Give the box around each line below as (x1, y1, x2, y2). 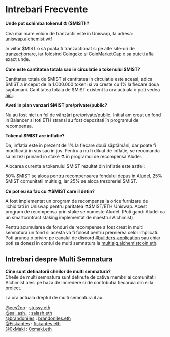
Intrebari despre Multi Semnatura (5, 255, 113, 264)
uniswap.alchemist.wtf (5, 36, 52, 42)
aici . (5, 92, 14, 98)
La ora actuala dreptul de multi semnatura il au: (5, 294, 104, 300)
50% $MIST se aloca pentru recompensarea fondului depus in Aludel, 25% (5, 173, 163, 179)
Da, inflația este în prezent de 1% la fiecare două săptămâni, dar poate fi (5, 142, 156, 148)
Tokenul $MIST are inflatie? (5, 132, 65, 138)
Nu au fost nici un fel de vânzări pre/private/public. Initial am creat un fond (5, 112, 161, 118)
